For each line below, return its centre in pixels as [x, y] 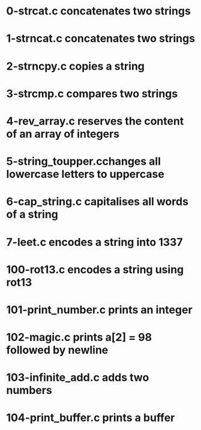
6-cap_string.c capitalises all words [97, 202]
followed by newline [57, 350]
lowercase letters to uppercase [85, 174]
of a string [32, 214]
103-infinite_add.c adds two [78, 378]
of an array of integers [63, 134]
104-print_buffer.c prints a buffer [91, 418]
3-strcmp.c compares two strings [92, 94]
